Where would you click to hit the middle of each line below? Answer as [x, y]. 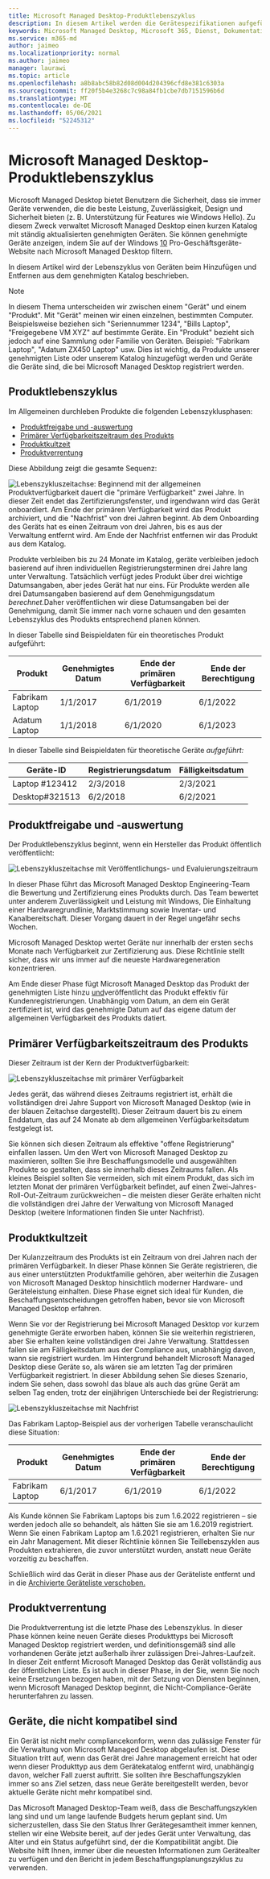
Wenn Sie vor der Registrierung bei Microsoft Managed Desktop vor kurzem [134, 1324]
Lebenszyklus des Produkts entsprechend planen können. [104, 619]
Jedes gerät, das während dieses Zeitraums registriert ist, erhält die [121, 1094]
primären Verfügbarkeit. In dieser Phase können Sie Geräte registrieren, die [133, 1266]
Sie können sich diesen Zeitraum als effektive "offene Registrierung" [121, 1144]
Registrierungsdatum [129, 770]
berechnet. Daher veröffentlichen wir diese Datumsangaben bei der [119, 602]
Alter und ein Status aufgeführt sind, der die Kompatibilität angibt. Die [123, 1842]
